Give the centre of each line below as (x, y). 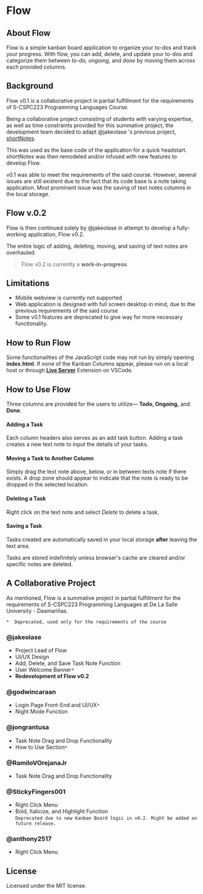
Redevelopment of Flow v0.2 (52, 676)
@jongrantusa (28, 728)
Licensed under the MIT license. (46, 886)
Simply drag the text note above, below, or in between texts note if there (96, 472)
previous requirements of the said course (66, 311)
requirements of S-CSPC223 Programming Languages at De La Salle (92, 604)
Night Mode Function (41, 712)
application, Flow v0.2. (56, 234)
